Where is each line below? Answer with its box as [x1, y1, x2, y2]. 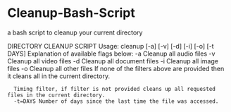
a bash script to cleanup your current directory [7, 28, 143, 37]
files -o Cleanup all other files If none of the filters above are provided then [7, 64, 225, 73]
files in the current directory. [7, 92, 106, 99]
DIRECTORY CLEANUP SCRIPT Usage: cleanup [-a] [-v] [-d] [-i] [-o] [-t [7, 42, 214, 50]
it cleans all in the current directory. [7, 72, 111, 80]
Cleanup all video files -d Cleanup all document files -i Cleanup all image [7, 56, 218, 65]
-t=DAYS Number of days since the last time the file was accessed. [13, 97, 219, 105]
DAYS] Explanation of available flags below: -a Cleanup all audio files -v [7, 49, 216, 58]
